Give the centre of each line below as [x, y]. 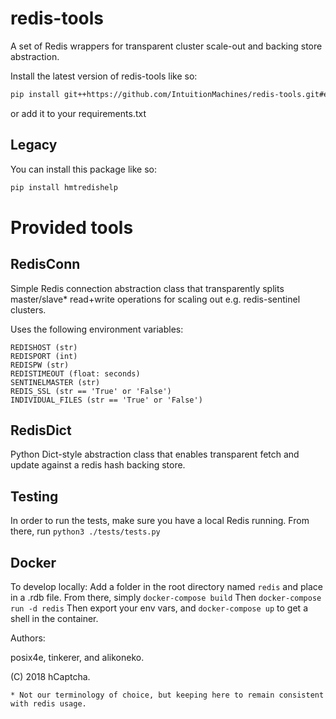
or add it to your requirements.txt [78, 113]
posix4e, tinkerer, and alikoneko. [77, 657]
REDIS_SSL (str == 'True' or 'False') [91, 391]
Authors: [28, 638]
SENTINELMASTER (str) [55, 382]
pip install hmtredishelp [64, 187]
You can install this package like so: [83, 169]
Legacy [34, 145]
